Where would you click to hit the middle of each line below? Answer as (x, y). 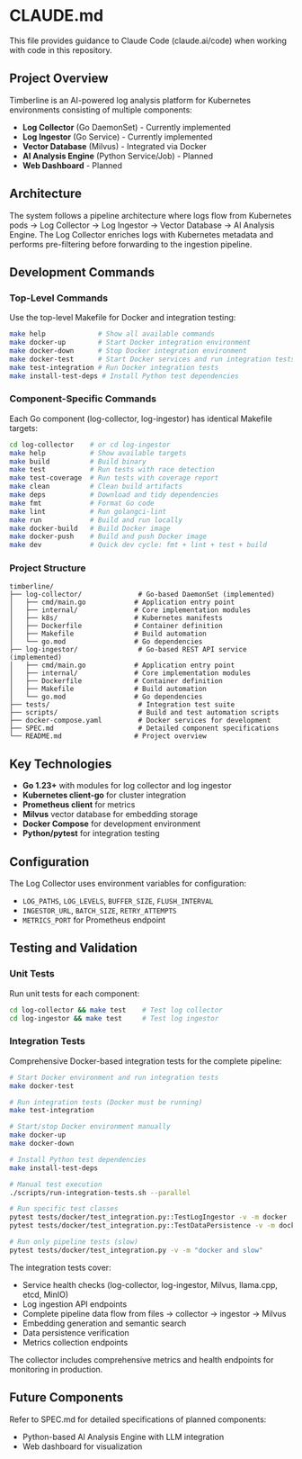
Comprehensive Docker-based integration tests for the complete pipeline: (146, 1061)
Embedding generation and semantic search (104, 1323)
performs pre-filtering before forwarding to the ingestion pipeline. (131, 244)
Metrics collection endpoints (75, 1342)
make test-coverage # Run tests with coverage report (114, 478)
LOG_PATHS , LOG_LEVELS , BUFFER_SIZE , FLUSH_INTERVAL (118, 901)
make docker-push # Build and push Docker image (108, 536)
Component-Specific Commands (83, 399)
